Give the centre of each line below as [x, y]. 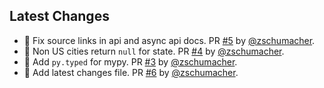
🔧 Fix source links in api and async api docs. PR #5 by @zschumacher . [169, 40]
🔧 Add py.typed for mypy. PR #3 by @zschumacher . [130, 61]
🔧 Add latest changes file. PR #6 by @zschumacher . [131, 72]
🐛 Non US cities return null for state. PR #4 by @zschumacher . [154, 51]
